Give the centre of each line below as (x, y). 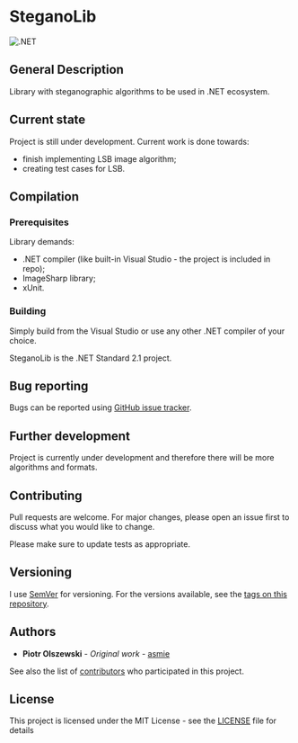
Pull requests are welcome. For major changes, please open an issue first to (149, 517)
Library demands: (42, 242)
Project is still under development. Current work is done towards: (129, 141)
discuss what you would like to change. (82, 526)
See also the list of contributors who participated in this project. (127, 671)
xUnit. (33, 288)
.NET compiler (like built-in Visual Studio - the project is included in (146, 259)
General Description (66, 70)
